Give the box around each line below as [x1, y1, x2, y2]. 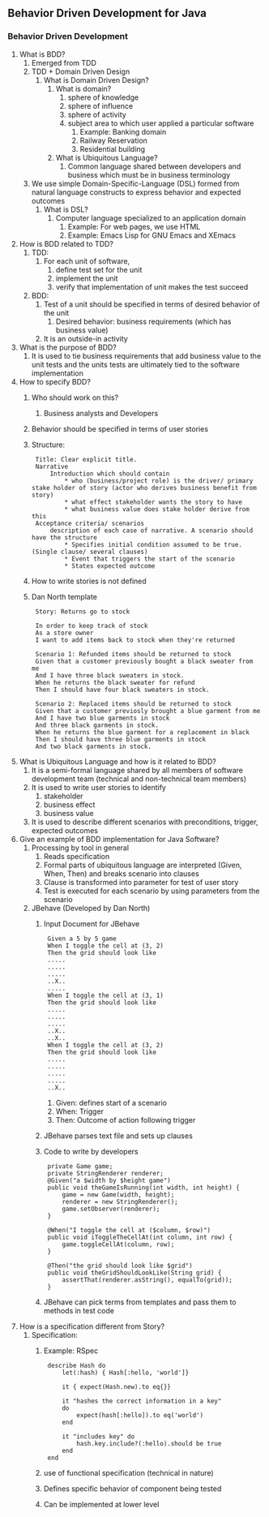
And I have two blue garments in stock [35, 714, 170, 722]
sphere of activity [67, 110, 126, 119]
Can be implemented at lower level [43, 1499, 160, 1509]
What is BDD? [19, 49, 66, 59]
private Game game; [47, 1162, 113, 1171]
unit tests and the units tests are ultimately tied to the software [31, 359, 240, 369]
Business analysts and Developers [43, 408, 159, 418]
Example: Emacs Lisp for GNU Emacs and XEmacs [67, 230, 237, 240]
